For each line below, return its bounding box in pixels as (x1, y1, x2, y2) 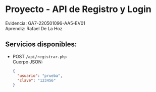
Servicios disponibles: (5, 40, 77, 49)
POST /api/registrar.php (12, 53, 67, 59)
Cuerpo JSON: (12, 59, 43, 65)
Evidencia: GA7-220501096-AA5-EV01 (5, 20, 86, 26)
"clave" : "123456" (17, 78, 56, 83)
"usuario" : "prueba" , (17, 73, 63, 78)
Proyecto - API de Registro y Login (5, 4, 151, 15)
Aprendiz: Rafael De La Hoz (5, 25, 63, 31)
